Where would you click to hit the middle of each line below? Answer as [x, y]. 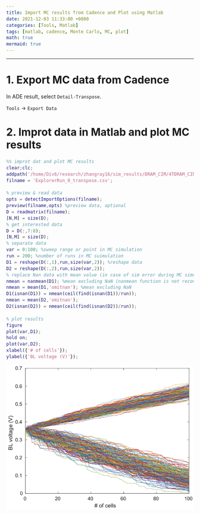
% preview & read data [34, 193]
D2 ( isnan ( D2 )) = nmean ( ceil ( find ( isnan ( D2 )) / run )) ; [71, 306]
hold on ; [17, 338]
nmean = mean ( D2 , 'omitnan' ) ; [42, 300]
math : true [20, 38]
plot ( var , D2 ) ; [24, 344]
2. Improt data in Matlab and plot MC [98, 132]
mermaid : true [24, 44]
